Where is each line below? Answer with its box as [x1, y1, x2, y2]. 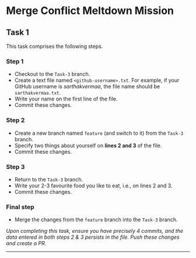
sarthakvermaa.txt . [14, 89, 61, 96]
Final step [6, 203, 35, 211]
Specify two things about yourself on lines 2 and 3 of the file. [14, 142, 162, 149]
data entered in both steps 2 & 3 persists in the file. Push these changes [6, 233, 180, 240]
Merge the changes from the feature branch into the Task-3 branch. [14, 216, 178, 223]
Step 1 [6, 57, 24, 65]
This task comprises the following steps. [6, 43, 103, 50]
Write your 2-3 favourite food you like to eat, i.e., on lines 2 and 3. [14, 182, 173, 189]
